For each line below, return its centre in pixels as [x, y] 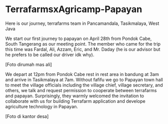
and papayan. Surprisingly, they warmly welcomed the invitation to [75, 96]
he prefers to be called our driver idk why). [50, 55]
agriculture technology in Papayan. [42, 106]
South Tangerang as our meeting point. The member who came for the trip [83, 44]
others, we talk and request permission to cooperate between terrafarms [81, 90]
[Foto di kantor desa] [27, 116]
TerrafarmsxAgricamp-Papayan [74, 9]
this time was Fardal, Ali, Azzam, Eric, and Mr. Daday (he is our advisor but [83, 49]
